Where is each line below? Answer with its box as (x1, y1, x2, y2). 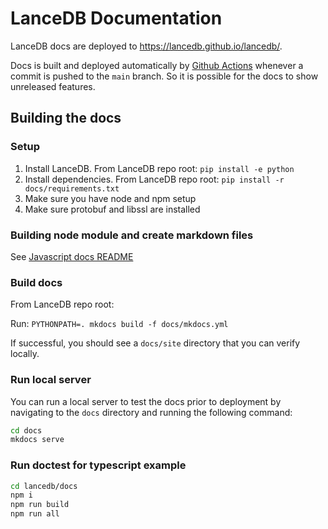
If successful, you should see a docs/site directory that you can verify (10, 337, 301, 349)
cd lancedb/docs (10, 481, 78, 491)
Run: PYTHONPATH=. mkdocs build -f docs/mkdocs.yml (10, 318, 229, 330)
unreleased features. (10, 80, 96, 92)
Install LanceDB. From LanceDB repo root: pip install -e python (24, 162, 295, 174)
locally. (10, 348, 40, 360)
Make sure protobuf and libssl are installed (24, 203, 201, 215)
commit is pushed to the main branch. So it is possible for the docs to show (10, 70, 319, 82)
